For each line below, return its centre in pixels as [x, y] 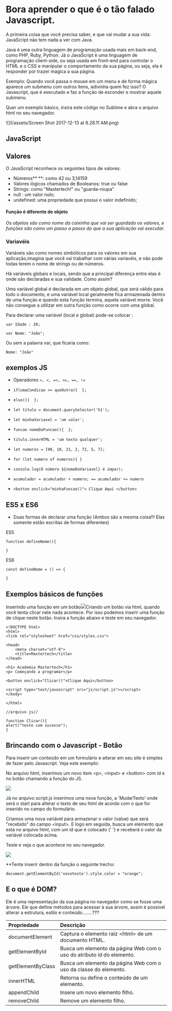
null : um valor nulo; [34, 194]
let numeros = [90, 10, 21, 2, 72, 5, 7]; [59, 450]
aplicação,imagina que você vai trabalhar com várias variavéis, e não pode [84, 258]
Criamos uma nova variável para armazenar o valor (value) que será [77, 819]
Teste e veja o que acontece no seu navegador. [56, 845]
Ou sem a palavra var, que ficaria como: [48, 342]
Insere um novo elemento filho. [97, 992]
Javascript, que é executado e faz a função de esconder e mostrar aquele [84, 92]
